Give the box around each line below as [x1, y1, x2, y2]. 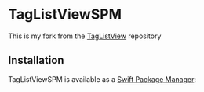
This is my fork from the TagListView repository [8, 31, 162, 41]
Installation [8, 54, 64, 67]
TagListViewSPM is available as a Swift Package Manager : [8, 74, 197, 83]
